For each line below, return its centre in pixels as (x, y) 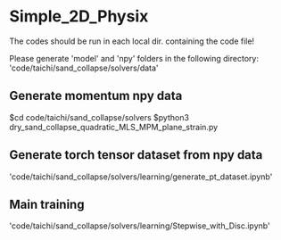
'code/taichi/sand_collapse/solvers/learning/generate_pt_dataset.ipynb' (141, 177)
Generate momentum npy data (96, 96)
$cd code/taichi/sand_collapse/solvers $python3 (99, 117)
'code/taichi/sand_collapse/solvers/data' (84, 68)
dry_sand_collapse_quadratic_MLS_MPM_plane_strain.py (114, 127)
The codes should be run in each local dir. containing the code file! (132, 41)
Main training (47, 204)
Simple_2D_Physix (79, 17)
